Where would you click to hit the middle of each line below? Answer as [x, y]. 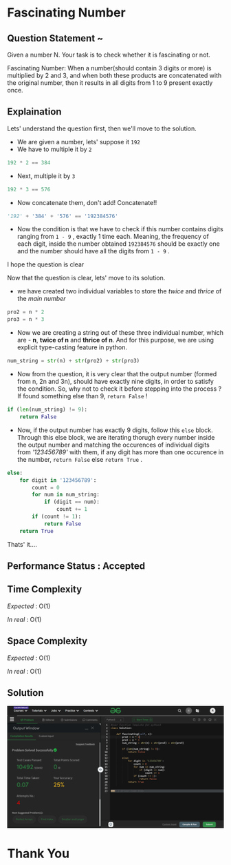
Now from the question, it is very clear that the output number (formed [117, 374]
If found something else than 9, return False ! [82, 396]
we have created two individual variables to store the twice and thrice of [119, 291]
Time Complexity [45, 589]
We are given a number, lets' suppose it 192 [79, 142]
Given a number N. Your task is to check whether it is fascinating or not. [109, 55]
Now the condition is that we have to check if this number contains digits [120, 229]
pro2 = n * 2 [26, 312]
